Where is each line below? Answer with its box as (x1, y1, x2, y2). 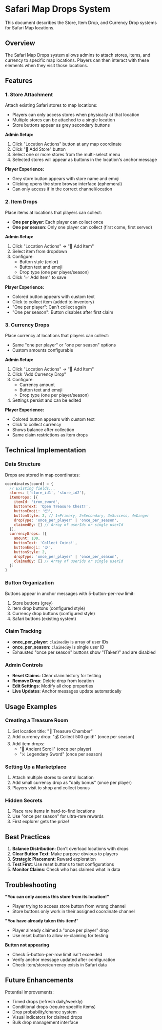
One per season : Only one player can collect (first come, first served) (12, 224, 153, 230)
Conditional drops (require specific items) (12, 1004, 96, 1009)
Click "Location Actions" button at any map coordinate (12, 141, 122, 147)
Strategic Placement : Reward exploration (12, 856, 96, 862)
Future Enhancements (5, 976, 74, 984)
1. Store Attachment (5, 92, 53, 98)
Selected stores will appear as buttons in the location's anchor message (12, 157, 157, 162)
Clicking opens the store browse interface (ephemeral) (12, 181, 122, 187)
